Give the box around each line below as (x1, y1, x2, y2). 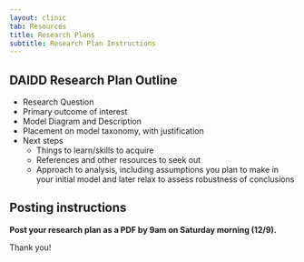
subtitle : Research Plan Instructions (9, 38, 156, 48)
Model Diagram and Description (22, 116, 142, 127)
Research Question (22, 96, 94, 107)
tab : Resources (9, 22, 67, 31)
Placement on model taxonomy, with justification (22, 126, 204, 136)
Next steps (22, 136, 64, 146)
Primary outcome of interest (22, 106, 128, 117)
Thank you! (9, 242, 52, 253)
